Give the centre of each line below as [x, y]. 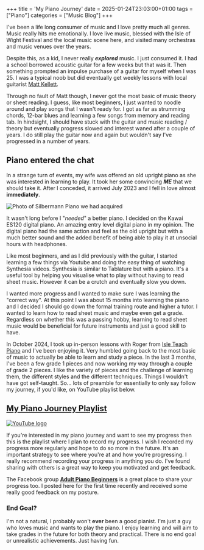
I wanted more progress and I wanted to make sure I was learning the [93, 293]
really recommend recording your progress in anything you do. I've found [98, 461]
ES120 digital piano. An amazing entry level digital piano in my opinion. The [100, 224]
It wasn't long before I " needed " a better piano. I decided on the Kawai [95, 218]
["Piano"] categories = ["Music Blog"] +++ [60, 15]
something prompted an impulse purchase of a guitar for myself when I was [101, 71]
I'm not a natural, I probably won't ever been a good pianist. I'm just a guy [99, 521]
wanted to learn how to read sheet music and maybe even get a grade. [95, 312]
